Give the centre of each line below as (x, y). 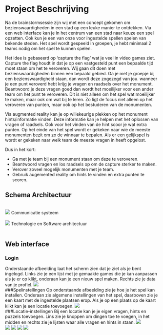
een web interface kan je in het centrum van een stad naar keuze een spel (80, 33)
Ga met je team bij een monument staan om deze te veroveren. (75, 159)
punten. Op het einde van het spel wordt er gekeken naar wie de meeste (78, 129)
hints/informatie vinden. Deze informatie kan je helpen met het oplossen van (82, 119)
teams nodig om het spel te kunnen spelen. (48, 48)
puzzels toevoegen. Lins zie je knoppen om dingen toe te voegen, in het (77, 316)
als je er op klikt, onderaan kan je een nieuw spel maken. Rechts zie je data (80, 279)
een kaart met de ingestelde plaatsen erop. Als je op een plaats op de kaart (81, 300)
